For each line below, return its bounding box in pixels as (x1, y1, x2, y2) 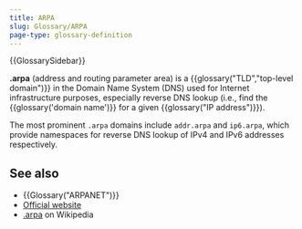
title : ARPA (9, 13, 55, 23)
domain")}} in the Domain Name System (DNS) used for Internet (9, 83, 250, 94)
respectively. (9, 139, 57, 151)
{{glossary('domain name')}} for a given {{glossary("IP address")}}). (9, 102, 266, 113)
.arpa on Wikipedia (22, 209, 94, 220)
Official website (22, 200, 82, 211)
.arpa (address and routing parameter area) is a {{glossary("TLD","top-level (9, 73, 294, 84)
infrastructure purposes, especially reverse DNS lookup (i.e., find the (9, 92, 268, 103)
